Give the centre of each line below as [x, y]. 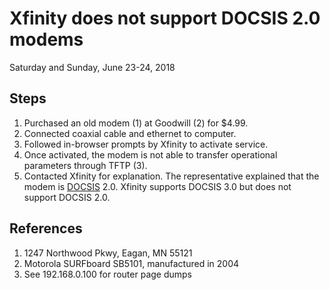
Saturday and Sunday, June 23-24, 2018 [92, 67]
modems [46, 39]
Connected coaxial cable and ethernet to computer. [130, 133]
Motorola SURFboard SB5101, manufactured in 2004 [131, 263]
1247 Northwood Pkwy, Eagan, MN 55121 [108, 253]
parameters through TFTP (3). [85, 165]
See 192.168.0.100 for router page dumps [108, 274]
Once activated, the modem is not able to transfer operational [150, 154]
